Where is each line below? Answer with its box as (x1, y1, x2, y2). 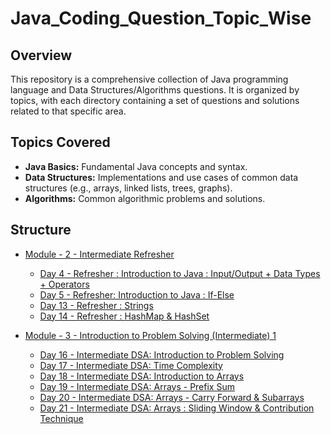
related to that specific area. (10, 105, 127, 117)
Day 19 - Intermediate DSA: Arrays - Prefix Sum (39, 380, 235, 392)
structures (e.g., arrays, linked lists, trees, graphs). (24, 182, 233, 194)
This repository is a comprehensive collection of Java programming (10, 73, 289, 85)
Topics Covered (10, 134, 111, 151)
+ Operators (39, 278, 90, 290)
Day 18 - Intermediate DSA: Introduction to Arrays (39, 370, 245, 382)
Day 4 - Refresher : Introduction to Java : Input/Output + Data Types (39, 267, 321, 279)
